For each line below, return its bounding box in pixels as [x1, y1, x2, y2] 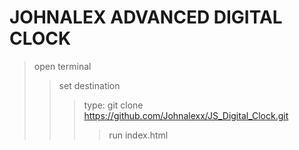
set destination [58, 79, 121, 91]
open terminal [33, 60, 92, 72]
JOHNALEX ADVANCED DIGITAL [9, 6, 283, 29]
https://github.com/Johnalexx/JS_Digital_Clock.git [83, 109, 289, 121]
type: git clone [83, 99, 144, 111]
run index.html [108, 129, 169, 141]
